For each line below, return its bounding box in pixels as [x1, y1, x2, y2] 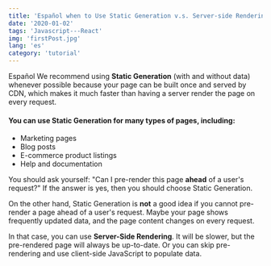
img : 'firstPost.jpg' [8, 34, 81, 43]
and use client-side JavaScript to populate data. [42, 249, 202, 259]
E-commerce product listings [19, 151, 117, 160]
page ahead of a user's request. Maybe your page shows [38, 207, 228, 218]
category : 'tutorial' [8, 49, 81, 57]
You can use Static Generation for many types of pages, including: [8, 115, 236, 125]
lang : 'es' [8, 42, 45, 50]
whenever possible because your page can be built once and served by [8, 80, 247, 89]
